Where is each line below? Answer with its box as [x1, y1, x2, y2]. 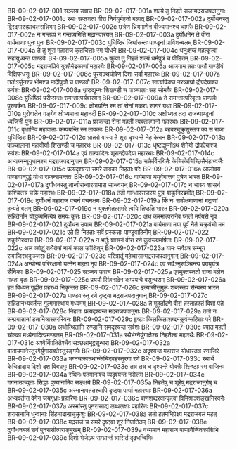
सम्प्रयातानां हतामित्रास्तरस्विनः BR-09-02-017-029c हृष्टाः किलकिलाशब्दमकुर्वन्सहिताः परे [7, 315, 212, 323]
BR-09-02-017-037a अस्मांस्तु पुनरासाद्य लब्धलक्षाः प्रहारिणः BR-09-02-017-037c [7, 402, 209, 410]
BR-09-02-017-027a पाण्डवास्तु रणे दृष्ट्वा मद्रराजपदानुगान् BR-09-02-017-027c [7, 292, 208, 299]
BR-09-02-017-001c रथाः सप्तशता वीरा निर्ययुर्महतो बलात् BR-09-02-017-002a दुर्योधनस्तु [7, 15, 229, 22]
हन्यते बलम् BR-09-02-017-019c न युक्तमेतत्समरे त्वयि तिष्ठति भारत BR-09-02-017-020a [7, 204, 229, 212]
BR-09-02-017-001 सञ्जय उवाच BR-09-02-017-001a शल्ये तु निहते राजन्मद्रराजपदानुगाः [7, 7, 226, 15]
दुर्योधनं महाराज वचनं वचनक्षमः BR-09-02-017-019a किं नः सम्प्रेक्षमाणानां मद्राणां [35, 197, 218, 204]
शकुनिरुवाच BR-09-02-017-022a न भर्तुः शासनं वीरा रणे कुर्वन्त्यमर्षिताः [7, 236, 173, 244]
